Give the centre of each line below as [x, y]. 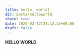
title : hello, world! [28, 10]
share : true [17, 19]
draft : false [19, 28]
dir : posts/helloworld [29, 14]
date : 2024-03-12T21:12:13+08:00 [40, 24]
